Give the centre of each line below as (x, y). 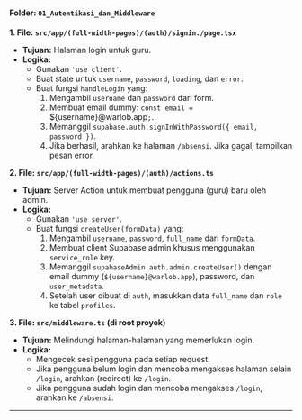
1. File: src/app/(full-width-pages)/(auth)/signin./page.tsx (123, 32)
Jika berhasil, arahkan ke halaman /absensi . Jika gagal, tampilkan (171, 146)
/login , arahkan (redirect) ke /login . (103, 379)
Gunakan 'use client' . (79, 69)
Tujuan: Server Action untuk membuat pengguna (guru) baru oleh (144, 190)
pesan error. (72, 155)
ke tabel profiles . (82, 306)
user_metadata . (77, 286)
